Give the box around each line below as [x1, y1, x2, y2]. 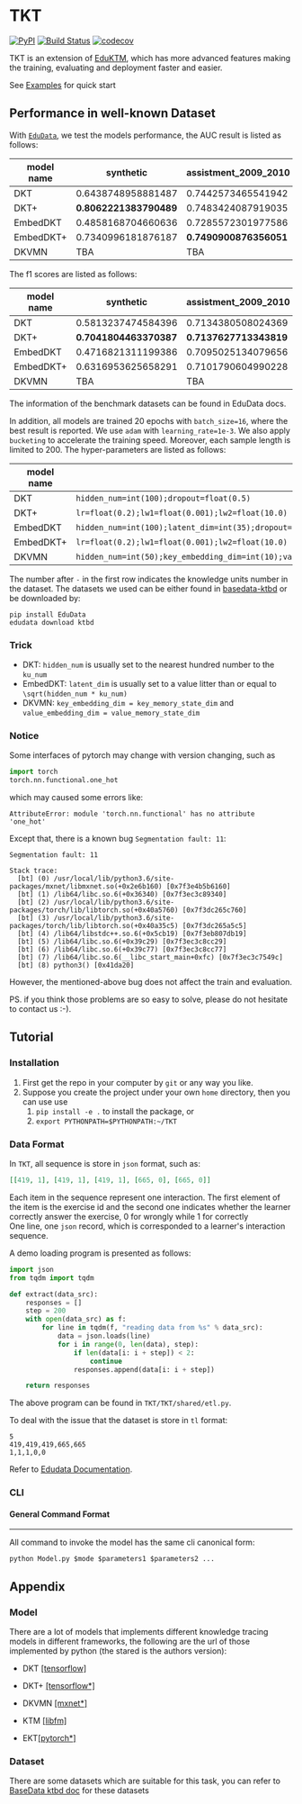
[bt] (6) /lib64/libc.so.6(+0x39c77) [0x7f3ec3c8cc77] [17, 945, 227, 954]
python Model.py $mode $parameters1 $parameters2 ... [9, 1555, 216, 1564]
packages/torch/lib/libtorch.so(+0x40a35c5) [9, 922, 179, 931]
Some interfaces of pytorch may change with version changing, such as [9, 750, 276, 761]
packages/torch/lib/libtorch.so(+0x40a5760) [9, 906, 179, 915]
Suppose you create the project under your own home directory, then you [22, 1087, 290, 1097]
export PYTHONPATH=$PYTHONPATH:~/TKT [35, 1117, 178, 1126]
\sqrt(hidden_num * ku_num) [22, 690, 128, 699]
